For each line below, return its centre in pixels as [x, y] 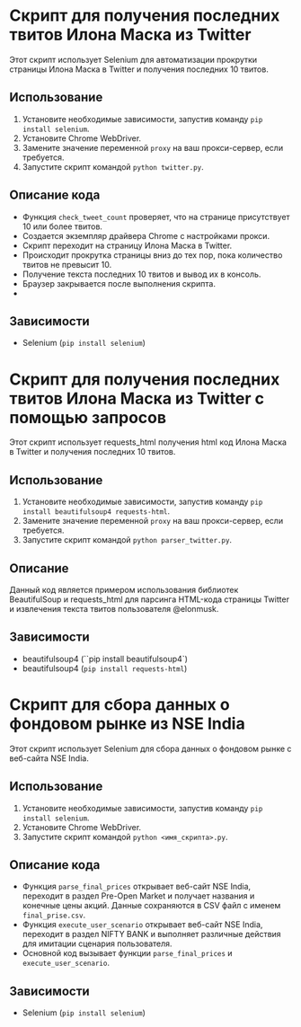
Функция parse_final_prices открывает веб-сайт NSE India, [137, 887]
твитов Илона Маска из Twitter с [137, 398]
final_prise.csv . [54, 915]
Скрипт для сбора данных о [120, 704]
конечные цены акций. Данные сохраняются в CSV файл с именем [151, 906]
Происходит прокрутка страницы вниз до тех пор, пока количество [152, 255]
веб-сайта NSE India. [49, 758]
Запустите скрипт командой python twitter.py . [113, 166]
